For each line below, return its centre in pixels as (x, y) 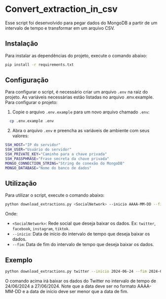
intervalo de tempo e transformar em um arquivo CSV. (60, 28)
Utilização (21, 183)
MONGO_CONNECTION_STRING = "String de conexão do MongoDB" (65, 163)
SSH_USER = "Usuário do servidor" (38, 149)
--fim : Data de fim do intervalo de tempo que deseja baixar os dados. (83, 245)
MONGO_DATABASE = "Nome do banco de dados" (48, 168)
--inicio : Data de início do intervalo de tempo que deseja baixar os (81, 234)
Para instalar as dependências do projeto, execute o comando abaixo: (76, 55)
